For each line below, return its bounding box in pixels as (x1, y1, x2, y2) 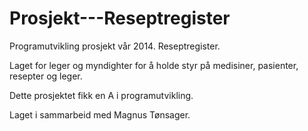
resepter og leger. (9, 70, 83, 82)
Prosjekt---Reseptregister (9, 7, 231, 30)
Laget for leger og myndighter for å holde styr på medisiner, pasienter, (9, 59, 299, 71)
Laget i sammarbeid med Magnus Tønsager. (9, 108, 191, 121)
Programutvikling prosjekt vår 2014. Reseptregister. (9, 40, 221, 52)
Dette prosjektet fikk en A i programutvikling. (9, 89, 194, 101)
